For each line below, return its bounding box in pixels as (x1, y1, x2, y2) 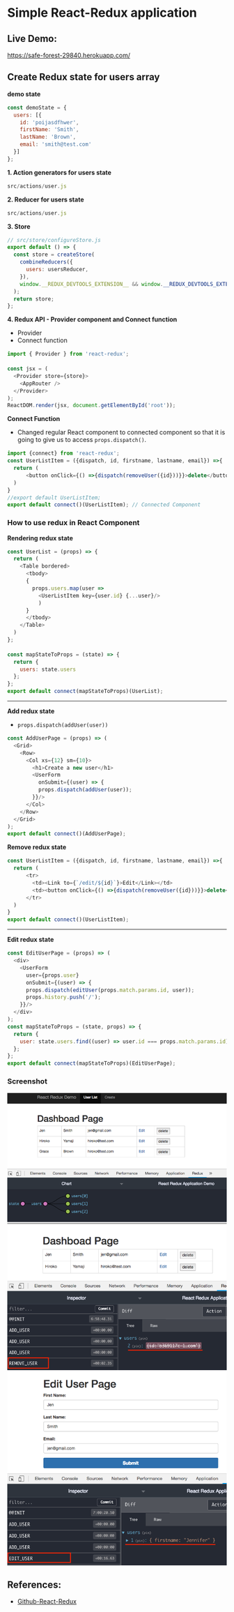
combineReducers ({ (19, 259, 73, 266)
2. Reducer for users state (7, 195, 84, 204)
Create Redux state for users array (7, 71, 160, 83)
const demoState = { (7, 104, 68, 111)
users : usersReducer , (25, 266, 89, 273)
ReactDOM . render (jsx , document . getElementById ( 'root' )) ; (7, 402, 176, 409)
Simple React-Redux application (7, 5, 197, 21)
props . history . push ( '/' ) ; (25, 994, 101, 1001)
